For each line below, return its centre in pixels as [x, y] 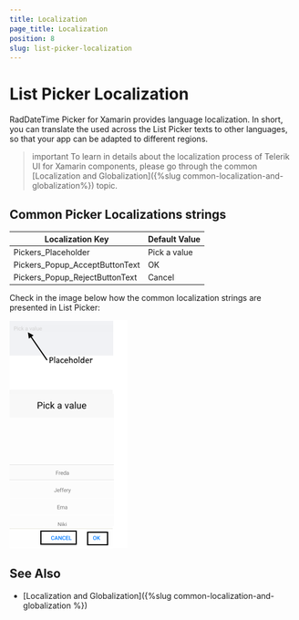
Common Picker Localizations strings [118, 214]
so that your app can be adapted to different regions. [108, 139]
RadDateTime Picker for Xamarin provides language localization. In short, [146, 119]
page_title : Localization [58, 29]
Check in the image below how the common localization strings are [135, 297]
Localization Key [77, 239]
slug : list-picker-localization [71, 48]
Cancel [161, 277]
